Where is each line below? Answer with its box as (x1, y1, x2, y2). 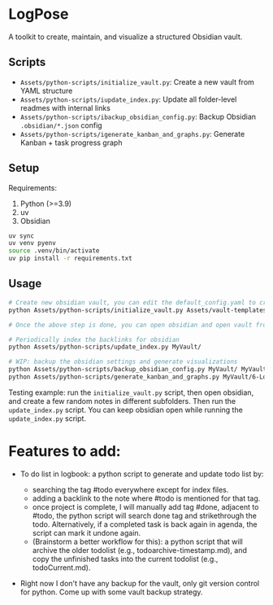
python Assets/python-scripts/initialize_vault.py (8, 306, 184, 314)
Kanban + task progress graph (19, 138, 123, 147)
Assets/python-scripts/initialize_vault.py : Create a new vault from (19, 77, 254, 86)
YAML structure (19, 85, 73, 95)
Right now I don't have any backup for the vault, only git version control (19, 578, 260, 588)
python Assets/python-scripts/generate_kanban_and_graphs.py (8, 373, 220, 381)
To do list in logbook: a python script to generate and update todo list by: (19, 469, 264, 479)
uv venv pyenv (8, 239, 57, 248)
